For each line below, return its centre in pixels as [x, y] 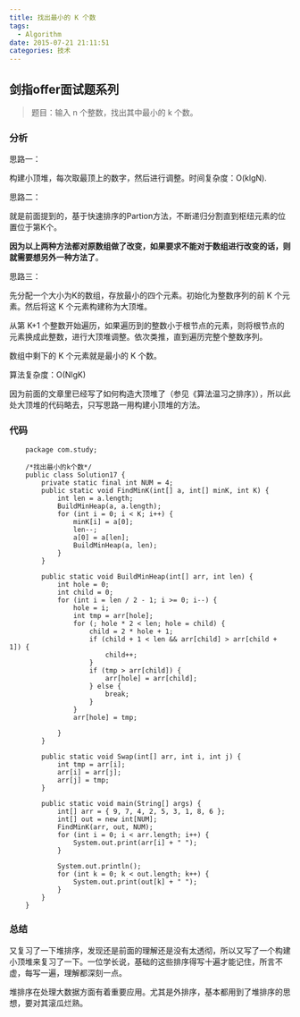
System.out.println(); [99, 866]
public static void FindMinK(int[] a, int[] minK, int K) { [155, 490]
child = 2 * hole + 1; [131, 631]
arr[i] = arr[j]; [89, 772]
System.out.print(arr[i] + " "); [135, 843]
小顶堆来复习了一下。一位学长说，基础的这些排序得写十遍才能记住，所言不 [146, 962]
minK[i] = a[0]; [103, 521]
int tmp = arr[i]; [91, 764]
